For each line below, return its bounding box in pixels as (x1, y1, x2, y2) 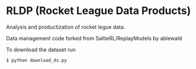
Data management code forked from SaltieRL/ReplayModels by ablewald (6, 34, 182, 42)
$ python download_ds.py (6, 57, 67, 63)
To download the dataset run (6, 46, 76, 53)
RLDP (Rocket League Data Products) (6, 4, 191, 18)
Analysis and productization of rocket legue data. (6, 23, 125, 30)
